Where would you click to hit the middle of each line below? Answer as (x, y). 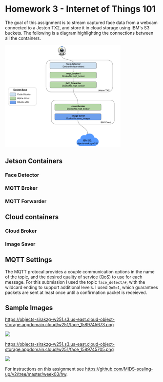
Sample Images (29, 307)
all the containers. (23, 38)
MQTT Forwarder (26, 201)
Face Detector (22, 175)
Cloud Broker (21, 231)
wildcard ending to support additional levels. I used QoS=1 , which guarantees (81, 287)
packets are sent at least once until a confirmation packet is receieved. (76, 292)
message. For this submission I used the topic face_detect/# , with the (75, 282)
